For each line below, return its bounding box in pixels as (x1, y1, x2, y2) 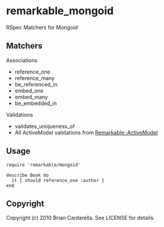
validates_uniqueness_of (14, 123, 75, 130)
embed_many (14, 93, 49, 100)
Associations (6, 56, 38, 63)
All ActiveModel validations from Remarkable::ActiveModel (14, 129, 158, 136)
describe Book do (6, 172, 49, 178)
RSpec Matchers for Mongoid (6, 24, 78, 31)
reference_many (14, 74, 55, 81)
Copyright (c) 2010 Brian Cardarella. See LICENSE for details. (6, 215, 155, 222)
